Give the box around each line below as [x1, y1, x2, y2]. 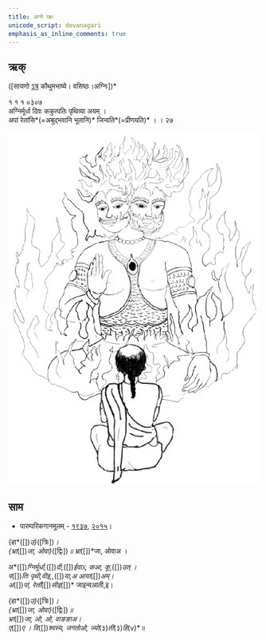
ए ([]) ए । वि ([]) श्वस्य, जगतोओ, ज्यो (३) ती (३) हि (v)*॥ [8, 623, 146, 633]
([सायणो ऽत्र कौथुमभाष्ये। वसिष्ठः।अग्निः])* [8, 81, 117, 91]
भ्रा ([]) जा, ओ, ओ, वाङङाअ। [8, 614, 82, 624]
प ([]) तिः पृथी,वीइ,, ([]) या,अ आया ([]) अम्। [8, 571, 114, 581]
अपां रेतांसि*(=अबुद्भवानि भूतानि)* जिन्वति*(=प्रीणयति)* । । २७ [8, 116, 174, 125]
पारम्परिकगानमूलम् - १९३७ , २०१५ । [19, 521, 113, 531]
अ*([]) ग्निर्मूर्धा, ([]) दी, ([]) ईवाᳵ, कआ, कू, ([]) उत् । [8, 563, 137, 572]
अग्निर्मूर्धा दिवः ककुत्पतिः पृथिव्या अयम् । [8, 106, 107, 116]
